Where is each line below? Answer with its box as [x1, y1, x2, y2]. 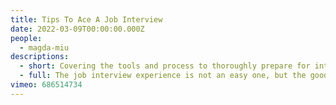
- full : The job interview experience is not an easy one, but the [19, 71, 307, 81]
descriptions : [10, 52, 70, 62]
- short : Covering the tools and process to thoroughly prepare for [19, 61, 311, 71]
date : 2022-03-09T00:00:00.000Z [10, 24, 145, 34]
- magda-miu [19, 42, 70, 53]
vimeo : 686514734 [10, 80, 83, 90]
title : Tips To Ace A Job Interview [10, 14, 163, 25]
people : [10, 33, 43, 43]
